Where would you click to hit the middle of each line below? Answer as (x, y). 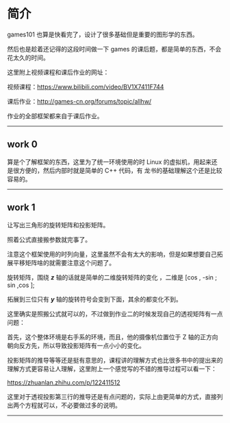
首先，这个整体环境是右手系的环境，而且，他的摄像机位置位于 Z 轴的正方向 (113, 336)
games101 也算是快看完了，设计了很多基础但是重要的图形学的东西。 (103, 34)
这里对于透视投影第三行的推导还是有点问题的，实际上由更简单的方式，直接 (112, 396)
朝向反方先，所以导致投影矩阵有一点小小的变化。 (76, 345)
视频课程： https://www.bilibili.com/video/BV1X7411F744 (86, 87)
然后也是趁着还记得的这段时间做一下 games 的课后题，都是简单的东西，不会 (114, 49)
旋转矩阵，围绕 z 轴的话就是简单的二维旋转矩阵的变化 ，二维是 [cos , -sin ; (112, 277)
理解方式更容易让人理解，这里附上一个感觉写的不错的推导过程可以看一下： (112, 369)
